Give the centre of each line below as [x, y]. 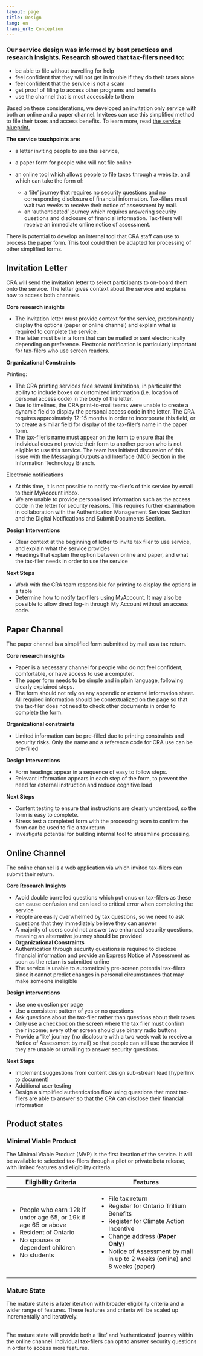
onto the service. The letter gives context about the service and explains [96, 289]
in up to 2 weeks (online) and [150, 1259]
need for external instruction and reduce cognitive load [83, 785]
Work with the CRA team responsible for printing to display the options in [106, 585]
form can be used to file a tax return [60, 828]
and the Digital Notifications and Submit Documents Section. [90, 519]
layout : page [23, 12]
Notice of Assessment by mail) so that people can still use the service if [104, 1043]
